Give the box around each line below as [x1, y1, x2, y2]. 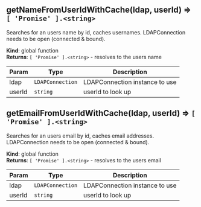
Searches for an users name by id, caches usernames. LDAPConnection [6, 28, 186, 36]
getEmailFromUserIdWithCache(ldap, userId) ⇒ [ [6, 108, 196, 118]
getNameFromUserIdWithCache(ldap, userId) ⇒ [6, 5, 191, 15]
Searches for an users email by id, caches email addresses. [6, 132, 155, 139]
